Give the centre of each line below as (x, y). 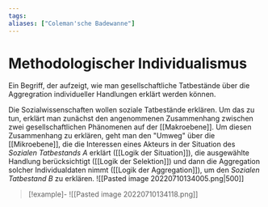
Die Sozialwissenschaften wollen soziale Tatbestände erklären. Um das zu (132, 110)
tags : (17, 16)
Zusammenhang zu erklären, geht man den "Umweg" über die (112, 136)
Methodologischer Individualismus (128, 63)
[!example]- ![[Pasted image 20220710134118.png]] (113, 194)
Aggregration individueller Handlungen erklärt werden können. (112, 95)
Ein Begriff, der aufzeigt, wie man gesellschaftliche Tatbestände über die (129, 86)
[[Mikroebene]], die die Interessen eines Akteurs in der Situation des (122, 144)
